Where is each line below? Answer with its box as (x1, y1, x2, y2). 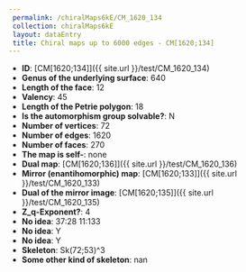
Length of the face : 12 (21, 82, 105, 93)
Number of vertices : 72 (21, 121, 110, 131)
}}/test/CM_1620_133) (21, 177, 101, 189)
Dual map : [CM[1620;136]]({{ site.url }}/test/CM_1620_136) (21, 159, 238, 169)
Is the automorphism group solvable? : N (21, 111, 175, 122)
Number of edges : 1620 (21, 130, 112, 141)
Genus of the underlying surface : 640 (21, 73, 166, 84)
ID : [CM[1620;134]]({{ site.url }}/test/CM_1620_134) (21, 63, 210, 74)
